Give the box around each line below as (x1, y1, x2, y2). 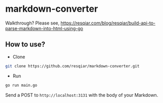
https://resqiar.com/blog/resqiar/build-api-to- (60, 20, 156, 26)
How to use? (5, 40, 46, 49)
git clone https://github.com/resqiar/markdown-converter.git (5, 63, 140, 69)
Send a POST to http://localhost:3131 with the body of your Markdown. (5, 92, 158, 98)
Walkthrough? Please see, (5, 20, 60, 26)
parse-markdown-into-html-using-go (5, 25, 83, 31)
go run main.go (5, 83, 38, 88)
